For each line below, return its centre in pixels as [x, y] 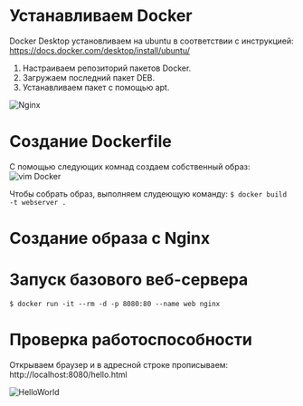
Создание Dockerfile [90, 142]
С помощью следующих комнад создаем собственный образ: [130, 166]
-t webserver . [38, 202]
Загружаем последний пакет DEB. [89, 77]
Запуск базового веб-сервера [129, 280]
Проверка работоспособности [131, 340]
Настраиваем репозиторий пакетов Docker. [107, 68]
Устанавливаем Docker [101, 16]
